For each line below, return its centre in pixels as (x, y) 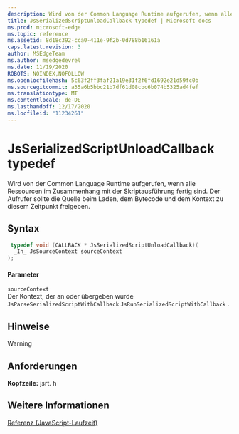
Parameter (23, 274)
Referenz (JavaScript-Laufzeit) (53, 423)
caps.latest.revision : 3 (44, 47)
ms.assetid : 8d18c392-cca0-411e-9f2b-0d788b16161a (84, 41)
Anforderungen (42, 366)
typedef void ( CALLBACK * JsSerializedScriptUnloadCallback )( (105, 245)
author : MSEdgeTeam (36, 54)
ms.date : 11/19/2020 (38, 67)
